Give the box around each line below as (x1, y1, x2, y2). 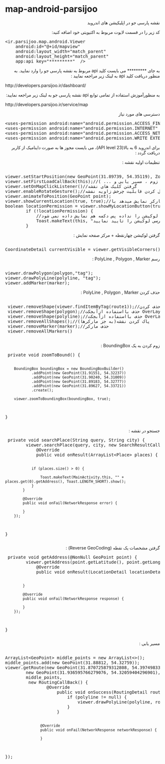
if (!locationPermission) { (26, 208, 93, 214)
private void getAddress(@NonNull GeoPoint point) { (7, 554, 137, 560)
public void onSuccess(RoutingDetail (56, 689, 148, 695)
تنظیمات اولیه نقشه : (122, 159, 160, 165)
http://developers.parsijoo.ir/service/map (5, 101, 88, 107)
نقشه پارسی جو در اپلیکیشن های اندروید (87, 20, 160, 26)
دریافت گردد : (135, 150, 160, 155)
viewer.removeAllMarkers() (7, 328, 73, 334)
